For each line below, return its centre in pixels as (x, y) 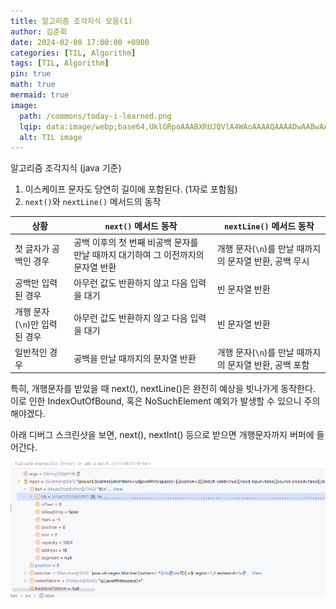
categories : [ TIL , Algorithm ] (73, 53)
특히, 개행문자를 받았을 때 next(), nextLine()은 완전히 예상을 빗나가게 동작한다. (163, 389)
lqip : (31, 126)
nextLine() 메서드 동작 (269, 226)
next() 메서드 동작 (141, 226)
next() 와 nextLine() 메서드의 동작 (93, 202)
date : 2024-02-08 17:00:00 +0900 (80, 42)
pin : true (31, 74)
